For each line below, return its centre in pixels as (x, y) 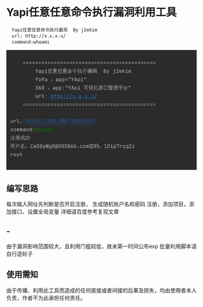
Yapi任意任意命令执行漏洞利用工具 (92, 12)
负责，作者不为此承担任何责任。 (46, 298)
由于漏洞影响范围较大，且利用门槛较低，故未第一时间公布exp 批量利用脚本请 (101, 246)
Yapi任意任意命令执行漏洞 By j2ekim (55, 30)
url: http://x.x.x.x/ (39, 36)
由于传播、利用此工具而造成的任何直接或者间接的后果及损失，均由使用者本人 (101, 290)
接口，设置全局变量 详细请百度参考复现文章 (65, 212)
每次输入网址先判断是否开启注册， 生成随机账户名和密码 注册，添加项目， (98, 204)
